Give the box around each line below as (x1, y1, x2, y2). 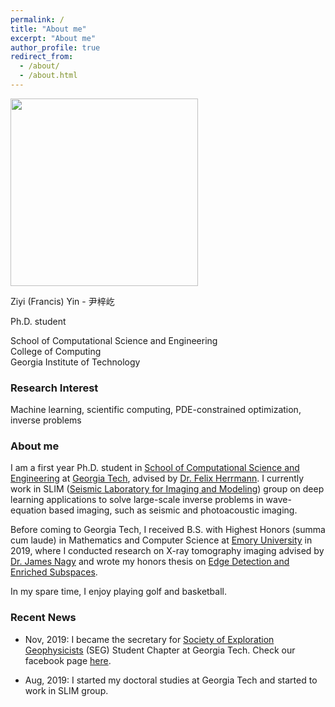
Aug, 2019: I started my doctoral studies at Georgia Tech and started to (24, 674, 318, 686)
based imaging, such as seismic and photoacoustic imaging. (48, 504, 298, 516)
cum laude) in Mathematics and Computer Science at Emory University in (10, 534, 313, 546)
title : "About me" (10, 24, 87, 34)
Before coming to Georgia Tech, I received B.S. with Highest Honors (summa (10, 524, 326, 536)
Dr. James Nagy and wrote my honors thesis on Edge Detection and (10, 556, 290, 568)
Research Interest (10, 381, 99, 395)
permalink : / (10, 14, 65, 25)
